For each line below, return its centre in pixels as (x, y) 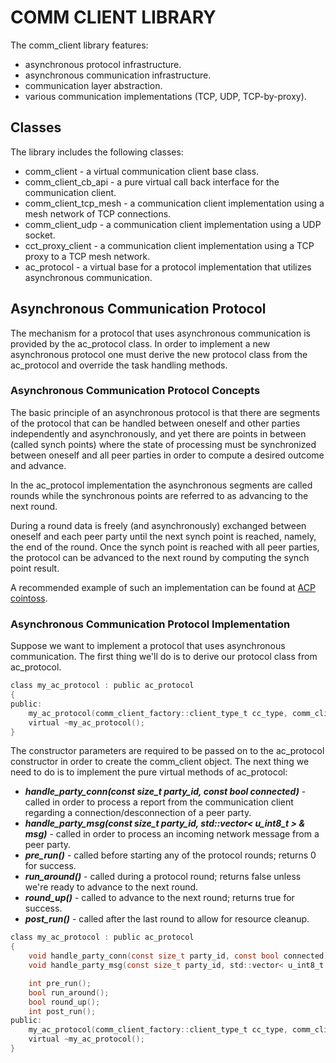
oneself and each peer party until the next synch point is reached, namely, (163, 536)
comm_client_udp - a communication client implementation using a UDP (173, 224)
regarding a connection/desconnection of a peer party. (138, 813)
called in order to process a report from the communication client (159, 802)
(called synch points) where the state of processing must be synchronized (163, 444)
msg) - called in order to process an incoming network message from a (172, 834)
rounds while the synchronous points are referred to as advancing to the (159, 495)
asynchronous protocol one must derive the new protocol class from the (159, 354)
